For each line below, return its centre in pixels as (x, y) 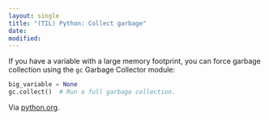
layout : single (34, 16)
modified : (25, 38)
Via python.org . (34, 107)
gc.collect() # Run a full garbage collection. (92, 92)
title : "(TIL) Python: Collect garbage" (78, 23)
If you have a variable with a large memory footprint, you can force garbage (134, 61)
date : (17, 31)
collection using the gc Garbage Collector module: (92, 70)
